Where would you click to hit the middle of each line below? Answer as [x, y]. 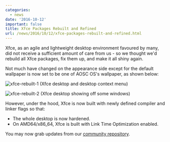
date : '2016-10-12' [26, 19]
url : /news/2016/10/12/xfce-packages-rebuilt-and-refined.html [74, 33]
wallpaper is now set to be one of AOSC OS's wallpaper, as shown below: [82, 74]
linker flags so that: [25, 109]
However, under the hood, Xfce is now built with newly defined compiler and [85, 103]
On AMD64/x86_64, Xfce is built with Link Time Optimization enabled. [86, 124]
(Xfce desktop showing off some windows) [85, 94]
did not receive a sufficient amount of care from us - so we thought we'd [81, 53]
